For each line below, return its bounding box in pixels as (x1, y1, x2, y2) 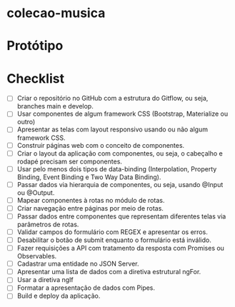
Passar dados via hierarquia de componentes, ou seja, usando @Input (16, 180, 224, 188)
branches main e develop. (16, 102, 94, 111)
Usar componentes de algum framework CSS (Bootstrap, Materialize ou (16, 109, 229, 119)
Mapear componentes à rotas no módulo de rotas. (16, 196, 165, 204)
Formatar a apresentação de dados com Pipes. (16, 283, 155, 292)
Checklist (6, 70, 65, 86)
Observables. (16, 252, 57, 261)
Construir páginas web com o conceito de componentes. (16, 141, 185, 149)
